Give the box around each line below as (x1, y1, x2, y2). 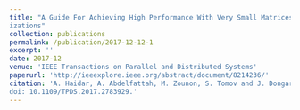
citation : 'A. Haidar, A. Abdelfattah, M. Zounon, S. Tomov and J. (9, 79, 266, 88)
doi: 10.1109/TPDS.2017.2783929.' (9, 87, 138, 96)
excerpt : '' (9, 46, 54, 55)
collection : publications (9, 29, 105, 38)
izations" (9, 21, 46, 30)
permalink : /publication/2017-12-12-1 (9, 37, 154, 47)
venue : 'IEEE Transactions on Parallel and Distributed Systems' (9, 63, 257, 72)
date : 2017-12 (9, 54, 62, 63)
